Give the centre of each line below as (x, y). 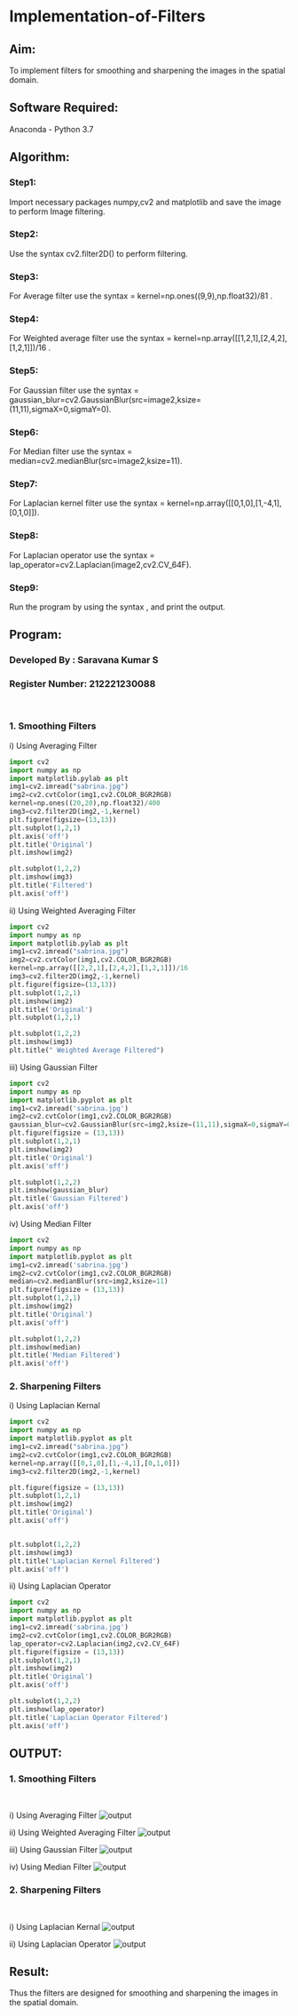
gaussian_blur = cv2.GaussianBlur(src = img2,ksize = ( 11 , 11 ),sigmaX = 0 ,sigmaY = (149, 1125)
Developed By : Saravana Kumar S (84, 660)
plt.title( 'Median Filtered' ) (65, 1355)
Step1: (23, 182)
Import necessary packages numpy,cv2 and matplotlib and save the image (145, 202)
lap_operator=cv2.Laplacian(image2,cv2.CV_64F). (101, 564)
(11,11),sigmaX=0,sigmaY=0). (60, 409)
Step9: (24, 587)
